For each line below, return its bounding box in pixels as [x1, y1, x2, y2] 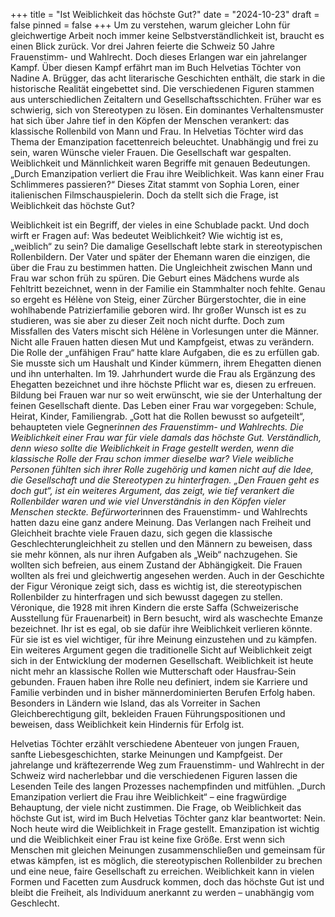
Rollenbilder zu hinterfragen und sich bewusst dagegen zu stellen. [10, 591, 283, 603]
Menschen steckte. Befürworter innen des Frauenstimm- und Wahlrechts [10, 506, 308, 518]
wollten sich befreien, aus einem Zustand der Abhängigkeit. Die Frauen [10, 559, 303, 571]
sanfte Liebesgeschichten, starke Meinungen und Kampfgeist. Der [10, 749, 283, 760]
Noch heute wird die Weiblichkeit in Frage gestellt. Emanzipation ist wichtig [10, 823, 320, 834]
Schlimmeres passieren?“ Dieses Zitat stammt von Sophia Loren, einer [10, 179, 300, 190]
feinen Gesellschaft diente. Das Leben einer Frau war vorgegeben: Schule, [10, 400, 317, 411]
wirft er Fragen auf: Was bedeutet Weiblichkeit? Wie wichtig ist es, [10, 230, 283, 241]
